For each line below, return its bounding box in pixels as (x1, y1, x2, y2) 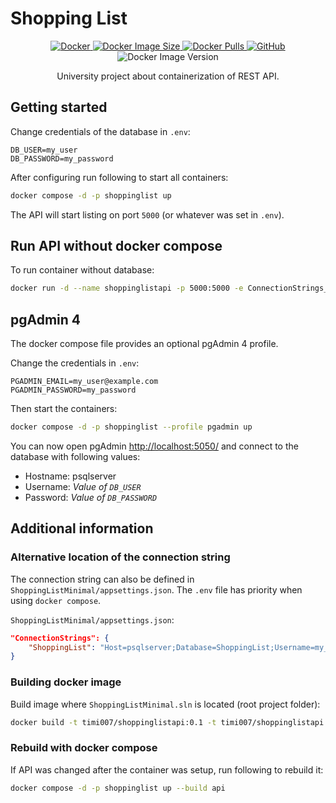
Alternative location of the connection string (10, 550, 231, 564)
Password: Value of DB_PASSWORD (24, 492, 158, 503)
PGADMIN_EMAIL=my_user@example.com (10, 377, 159, 387)
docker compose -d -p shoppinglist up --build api (10, 783, 226, 793)
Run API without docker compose (10, 238, 223, 255)
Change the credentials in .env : (10, 357, 140, 369)
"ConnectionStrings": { (10, 633, 110, 643)
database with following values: (10, 451, 141, 462)
